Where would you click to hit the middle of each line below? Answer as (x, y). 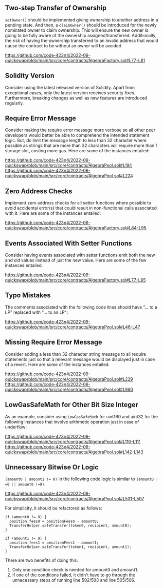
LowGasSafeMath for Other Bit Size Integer (72, 405)
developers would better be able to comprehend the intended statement (77, 135)
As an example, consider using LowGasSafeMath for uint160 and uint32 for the (81, 416)
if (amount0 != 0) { (26, 517)
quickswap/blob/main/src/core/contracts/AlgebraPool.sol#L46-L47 (72, 327)
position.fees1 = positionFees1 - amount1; (54, 543)
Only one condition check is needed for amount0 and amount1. (75, 570)
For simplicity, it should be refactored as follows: (54, 508)
